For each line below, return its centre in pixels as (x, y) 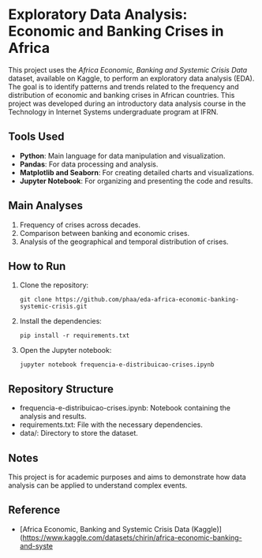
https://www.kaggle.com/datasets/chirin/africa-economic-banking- (132, 537)
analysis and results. (53, 417)
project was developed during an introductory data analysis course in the (127, 103)
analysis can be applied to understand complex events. (98, 485)
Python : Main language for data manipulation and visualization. (122, 155)
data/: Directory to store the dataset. (79, 433)
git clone (36, 300)
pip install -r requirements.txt (75, 336)
